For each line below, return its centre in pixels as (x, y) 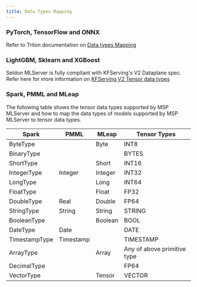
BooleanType (27, 220)
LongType (23, 182)
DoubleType (26, 201)
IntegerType (26, 173)
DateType (22, 229)
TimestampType (31, 239)
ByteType (22, 144)
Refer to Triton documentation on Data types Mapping (71, 45)
